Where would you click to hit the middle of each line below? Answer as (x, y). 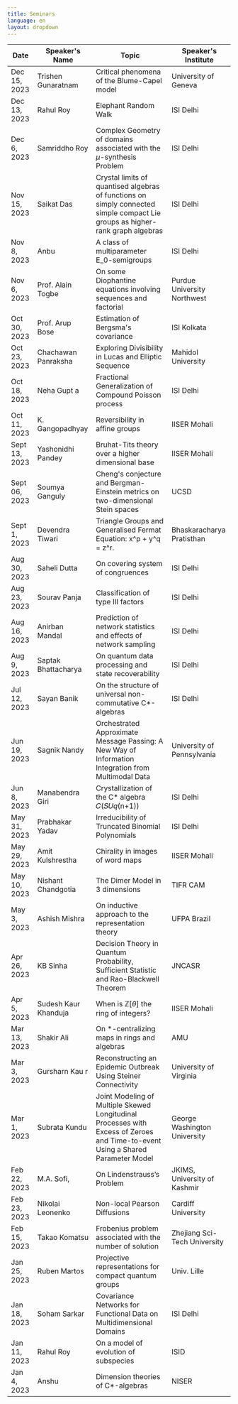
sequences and (121, 298)
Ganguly (51, 496)
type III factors (119, 602)
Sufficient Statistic (126, 970)
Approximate (117, 732)
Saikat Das (55, 205)
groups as (112, 222)
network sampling (125, 645)
